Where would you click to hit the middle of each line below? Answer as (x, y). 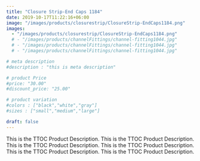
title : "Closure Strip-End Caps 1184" (54, 12)
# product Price (26, 78)
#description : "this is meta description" (61, 67)
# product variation (32, 100)
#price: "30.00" (26, 83)
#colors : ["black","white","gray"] (52, 105)
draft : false (22, 121)
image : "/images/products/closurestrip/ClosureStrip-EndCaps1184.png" (96, 23)
